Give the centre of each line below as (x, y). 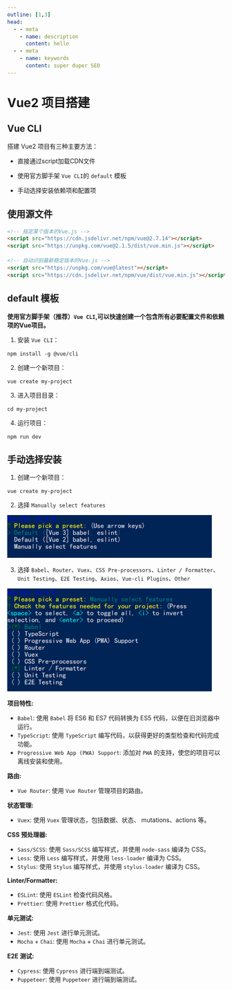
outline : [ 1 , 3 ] (29, 15)
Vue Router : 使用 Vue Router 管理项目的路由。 (82, 791)
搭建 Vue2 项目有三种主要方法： (53, 146)
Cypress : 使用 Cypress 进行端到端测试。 (72, 971)
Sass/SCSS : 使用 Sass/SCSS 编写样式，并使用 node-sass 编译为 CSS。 (113, 850)
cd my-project (28, 409)
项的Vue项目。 (28, 325)
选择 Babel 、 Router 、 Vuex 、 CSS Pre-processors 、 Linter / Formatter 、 (118, 570)
